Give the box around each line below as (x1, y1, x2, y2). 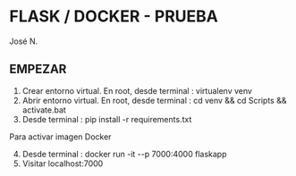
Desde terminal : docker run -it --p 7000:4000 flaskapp (21, 148, 227, 159)
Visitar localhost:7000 (21, 158, 104, 169)
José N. (9, 36, 38, 46)
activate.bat (21, 105, 67, 115)
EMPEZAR (9, 62, 67, 77)
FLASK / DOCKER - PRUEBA (9, 6, 219, 27)
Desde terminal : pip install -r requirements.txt (21, 113, 192, 124)
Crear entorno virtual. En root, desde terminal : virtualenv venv (21, 85, 253, 96)
